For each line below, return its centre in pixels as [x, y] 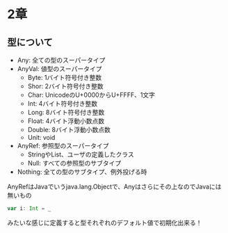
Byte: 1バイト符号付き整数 [65, 78]
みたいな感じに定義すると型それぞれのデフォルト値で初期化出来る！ [105, 223]
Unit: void [41, 137]
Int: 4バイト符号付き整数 [63, 104]
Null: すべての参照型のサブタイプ [74, 163]
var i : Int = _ [29, 209]
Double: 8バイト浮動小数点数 [69, 130]
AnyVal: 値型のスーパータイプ [59, 69]
